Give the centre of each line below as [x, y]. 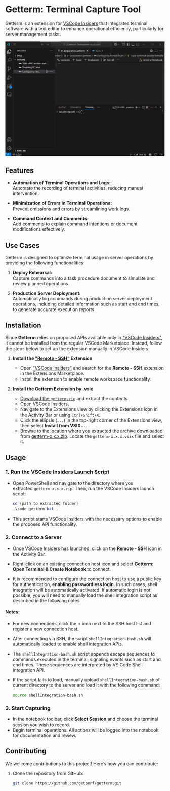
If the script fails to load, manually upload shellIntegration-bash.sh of [86, 680]
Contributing [26, 751]
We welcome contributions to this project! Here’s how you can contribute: [82, 763]
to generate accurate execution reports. [54, 309]
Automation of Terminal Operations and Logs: [62, 183]
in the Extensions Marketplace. [52, 373]
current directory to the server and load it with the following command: [86, 685]
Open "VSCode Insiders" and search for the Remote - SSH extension [92, 368]
